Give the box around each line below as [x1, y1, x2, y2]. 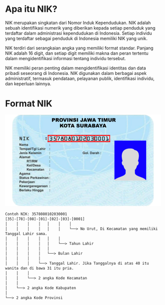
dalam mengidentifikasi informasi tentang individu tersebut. [5, 55, 126, 61]
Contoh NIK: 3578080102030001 [5, 211, 68, 216]
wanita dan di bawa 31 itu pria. [5, 266, 74, 271]
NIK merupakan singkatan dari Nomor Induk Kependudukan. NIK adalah [5, 20, 151, 26]
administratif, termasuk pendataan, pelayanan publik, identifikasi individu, [5, 75, 155, 81]
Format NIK [5, 98, 53, 109]
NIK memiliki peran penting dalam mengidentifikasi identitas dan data [5, 65, 146, 71]
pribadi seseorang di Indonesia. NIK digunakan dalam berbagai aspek [5, 70, 147, 76]
